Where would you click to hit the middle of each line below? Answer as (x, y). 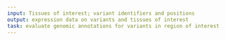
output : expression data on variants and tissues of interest (98, 20)
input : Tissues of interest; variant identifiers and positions (101, 13)
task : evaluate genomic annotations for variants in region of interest (113, 26)
